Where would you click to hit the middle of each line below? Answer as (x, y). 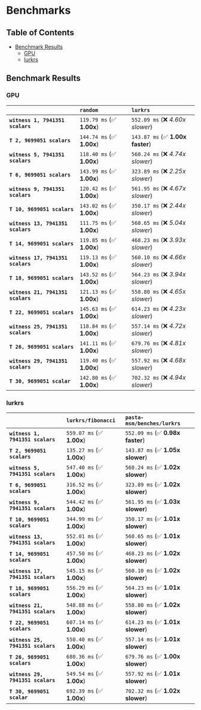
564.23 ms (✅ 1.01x (153, 587)
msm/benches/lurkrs (153, 423)
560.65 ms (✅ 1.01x (153, 536)
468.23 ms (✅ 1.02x (153, 553)
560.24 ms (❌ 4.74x (159, 154)
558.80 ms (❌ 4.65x (159, 291)
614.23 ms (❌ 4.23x (159, 309)
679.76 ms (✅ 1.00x (153, 656)
